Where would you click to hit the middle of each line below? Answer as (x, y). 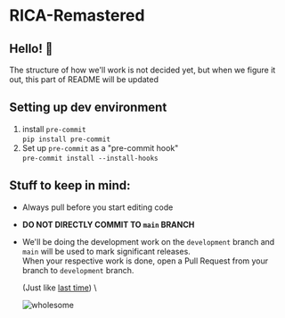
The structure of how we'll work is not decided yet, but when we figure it (142, 70)
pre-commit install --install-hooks (90, 158)
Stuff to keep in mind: (70, 185)
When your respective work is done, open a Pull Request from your (145, 261)
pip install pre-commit (66, 139)
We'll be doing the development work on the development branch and (148, 241)
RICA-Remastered (77, 16)
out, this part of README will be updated (84, 79)
